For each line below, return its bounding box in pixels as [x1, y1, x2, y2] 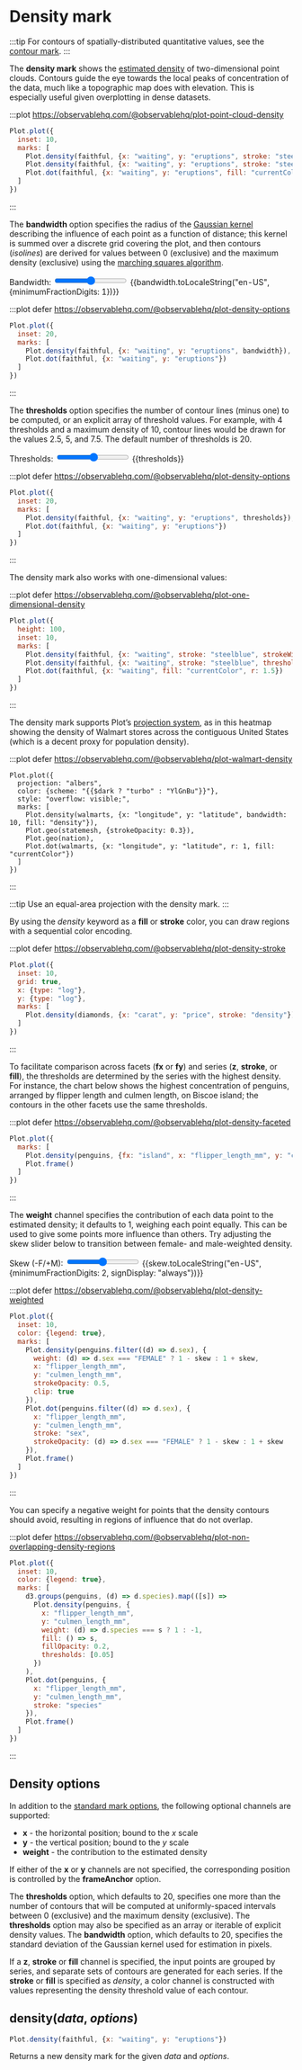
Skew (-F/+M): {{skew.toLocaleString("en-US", [9, 1258, 262, 1269]
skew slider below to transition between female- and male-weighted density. [9, 1239, 293, 1250]
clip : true [32, 1387, 75, 1396]
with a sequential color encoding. [9, 926, 133, 936]
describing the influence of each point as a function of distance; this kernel [9, 228, 288, 239]
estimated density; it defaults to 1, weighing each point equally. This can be [9, 1219, 288, 1230]
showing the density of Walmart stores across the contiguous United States [9, 727, 289, 738]
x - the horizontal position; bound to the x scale [22, 1827, 199, 1838]
